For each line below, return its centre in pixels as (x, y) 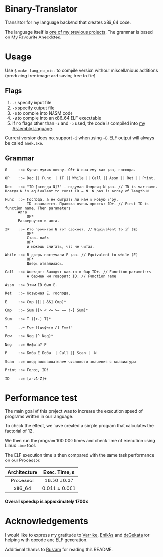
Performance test (41, 398)
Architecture (22, 472)
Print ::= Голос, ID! (27, 370)
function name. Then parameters (38, 208)
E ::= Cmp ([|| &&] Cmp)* (36, 302)
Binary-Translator (41, 9)
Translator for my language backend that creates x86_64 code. (68, 22)
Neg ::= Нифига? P (26, 345)
